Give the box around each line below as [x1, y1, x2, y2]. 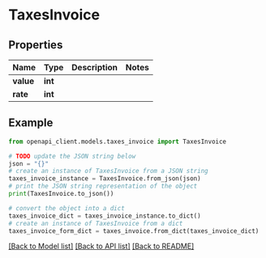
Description [71, 62, 118, 73]
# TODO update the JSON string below [8, 152, 136, 160]
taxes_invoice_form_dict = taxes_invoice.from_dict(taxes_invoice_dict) [8, 226, 260, 235]
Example [8, 116, 54, 130]
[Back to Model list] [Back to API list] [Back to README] [8, 241, 195, 252]
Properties [8, 38, 63, 52]
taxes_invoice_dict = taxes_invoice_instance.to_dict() [8, 212, 201, 220]
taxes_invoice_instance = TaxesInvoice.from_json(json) [8, 175, 201, 183]
